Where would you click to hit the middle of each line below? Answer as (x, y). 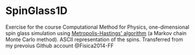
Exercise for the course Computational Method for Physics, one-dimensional (97, 27)
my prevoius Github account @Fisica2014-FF (60, 46)
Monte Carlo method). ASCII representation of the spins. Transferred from (94, 39)
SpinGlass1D (36, 11)
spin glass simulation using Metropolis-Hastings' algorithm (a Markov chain (96, 33)
